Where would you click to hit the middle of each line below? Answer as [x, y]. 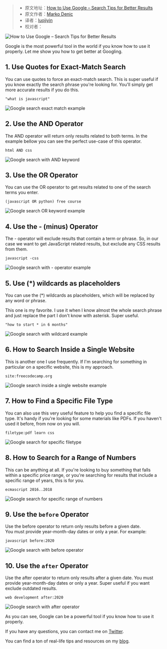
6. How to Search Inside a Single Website [70, 349]
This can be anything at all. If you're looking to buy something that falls [78, 470]
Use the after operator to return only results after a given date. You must [79, 578]
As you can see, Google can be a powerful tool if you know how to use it [80, 617]
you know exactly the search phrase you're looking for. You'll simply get [79, 84]
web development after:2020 [34, 598]
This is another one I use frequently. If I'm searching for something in [76, 362]
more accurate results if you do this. [42, 90]
